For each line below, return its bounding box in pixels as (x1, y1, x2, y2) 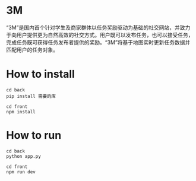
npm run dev (6, 169, 36, 175)
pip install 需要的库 (6, 93, 56, 99)
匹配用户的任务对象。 (6, 46, 58, 53)
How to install (6, 68, 75, 81)
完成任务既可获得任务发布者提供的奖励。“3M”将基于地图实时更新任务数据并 (6, 39, 191, 46)
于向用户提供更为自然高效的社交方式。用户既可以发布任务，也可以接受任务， (6, 31, 194, 39)
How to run (6, 129, 62, 142)
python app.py (6, 153, 42, 159)
